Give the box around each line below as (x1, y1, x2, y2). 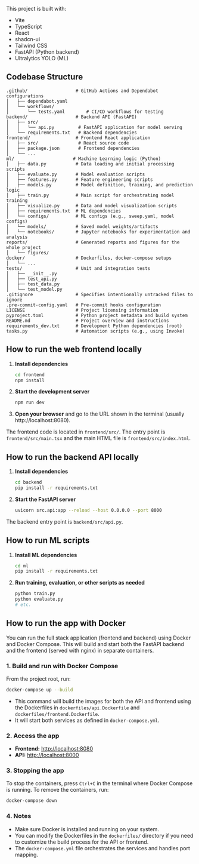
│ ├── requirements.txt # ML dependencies (6, 208, 121, 214)
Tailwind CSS (14, 42, 48, 49)
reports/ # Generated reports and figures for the (6, 239, 180, 245)
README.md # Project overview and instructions (6, 318, 169, 324)
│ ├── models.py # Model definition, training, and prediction (6, 182, 194, 187)
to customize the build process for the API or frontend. (14, 838, 149, 845)
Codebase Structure (6, 72, 83, 82)
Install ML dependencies (14, 551, 77, 558)
